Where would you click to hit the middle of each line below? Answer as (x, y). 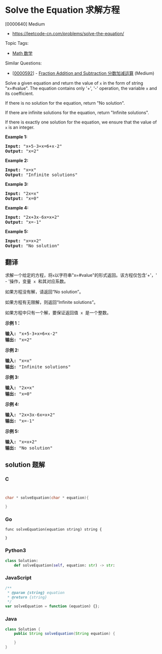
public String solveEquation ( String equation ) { (65, 634)
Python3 (15, 550)
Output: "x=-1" (23, 222)
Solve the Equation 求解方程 (63, 10)
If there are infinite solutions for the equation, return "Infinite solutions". (77, 112)
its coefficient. (20, 93)
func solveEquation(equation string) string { (54, 530)
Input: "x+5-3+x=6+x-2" (34, 146)
